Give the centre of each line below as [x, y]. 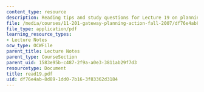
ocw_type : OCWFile [29, 46]
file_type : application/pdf [42, 29]
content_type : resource [36, 12]
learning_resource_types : [39, 34]
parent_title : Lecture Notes [43, 51]
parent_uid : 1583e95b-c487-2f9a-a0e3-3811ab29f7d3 [72, 62]
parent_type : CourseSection [42, 57]
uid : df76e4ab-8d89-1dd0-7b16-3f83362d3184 [62, 79]
